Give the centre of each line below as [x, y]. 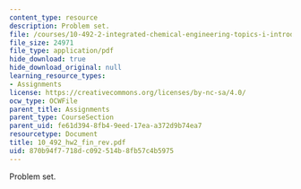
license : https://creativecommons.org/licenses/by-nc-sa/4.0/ [128, 92]
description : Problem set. [60, 26]
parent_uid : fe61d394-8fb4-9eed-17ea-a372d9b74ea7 [106, 126]
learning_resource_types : [57, 76]
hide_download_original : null [66, 68]
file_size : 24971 [42, 43]
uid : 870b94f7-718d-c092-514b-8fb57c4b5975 [92, 150]
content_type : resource [54, 17]
